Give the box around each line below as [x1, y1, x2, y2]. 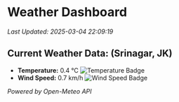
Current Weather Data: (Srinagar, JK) [7, 48, 173, 59]
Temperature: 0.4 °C [17, 66, 79, 74]
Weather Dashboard [7, 4, 128, 20]
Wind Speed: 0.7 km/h [17, 73, 84, 82]
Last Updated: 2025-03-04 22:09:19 [7, 27, 114, 36]
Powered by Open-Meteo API [7, 87, 93, 95]
